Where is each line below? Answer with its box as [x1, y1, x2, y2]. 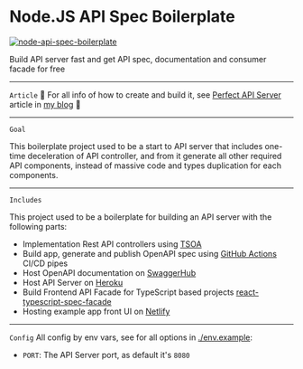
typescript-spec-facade [22, 296, 112, 307]
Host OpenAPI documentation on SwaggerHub [22, 267, 197, 278]
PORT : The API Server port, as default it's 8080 [22, 349, 191, 360]
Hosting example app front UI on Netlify [22, 306, 170, 317]
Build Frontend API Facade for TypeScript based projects [22, 287, 234, 298]
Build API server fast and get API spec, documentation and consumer [9, 53, 267, 64]
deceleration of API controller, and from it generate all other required [27, 150, 282, 161]
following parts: [9, 221, 68, 232]
